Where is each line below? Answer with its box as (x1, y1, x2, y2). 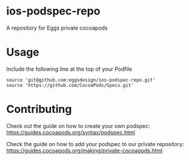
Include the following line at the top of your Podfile (6, 65, 132, 72)
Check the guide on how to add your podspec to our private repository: (6, 140, 184, 147)
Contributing (6, 103, 72, 116)
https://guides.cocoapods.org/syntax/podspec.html (6, 129, 135, 136)
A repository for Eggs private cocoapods (6, 24, 108, 31)
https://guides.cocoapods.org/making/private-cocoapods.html (6, 147, 163, 154)
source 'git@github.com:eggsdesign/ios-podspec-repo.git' (6, 77, 156, 83)
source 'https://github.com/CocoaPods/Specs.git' (6, 82, 134, 88)
